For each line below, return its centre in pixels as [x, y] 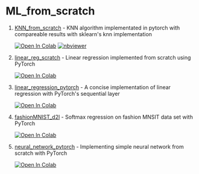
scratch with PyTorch [41, 153]
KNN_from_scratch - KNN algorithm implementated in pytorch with [97, 28]
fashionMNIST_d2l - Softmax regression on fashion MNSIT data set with [104, 117]
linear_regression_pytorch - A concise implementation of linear [93, 87]
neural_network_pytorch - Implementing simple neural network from [99, 146]
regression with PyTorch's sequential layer [67, 93]
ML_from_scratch [50, 11]
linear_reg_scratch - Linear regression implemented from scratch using [103, 57]
